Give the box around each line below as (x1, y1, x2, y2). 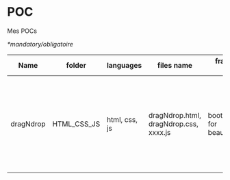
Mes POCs (7, 27, 38, 35)
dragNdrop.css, (148, 119, 199, 129)
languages (106, 60, 142, 70)
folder (66, 60, 87, 70)
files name (157, 60, 193, 70)
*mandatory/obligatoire (7, 40, 74, 48)
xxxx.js (148, 127, 171, 137)
